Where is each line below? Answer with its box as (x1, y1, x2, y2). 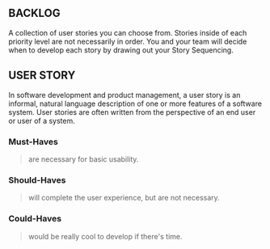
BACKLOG (8, 6, 61, 20)
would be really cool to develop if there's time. (27, 231, 183, 241)
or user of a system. (8, 116, 75, 125)
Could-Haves (8, 213, 62, 225)
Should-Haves (8, 174, 66, 185)
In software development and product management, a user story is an (8, 90, 241, 99)
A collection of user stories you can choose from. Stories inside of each (8, 27, 247, 37)
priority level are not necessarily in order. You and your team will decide (8, 36, 247, 46)
